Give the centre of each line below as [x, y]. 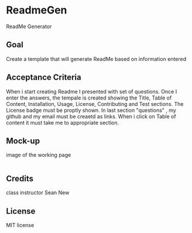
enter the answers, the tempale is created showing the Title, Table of [89, 98]
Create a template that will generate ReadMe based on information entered [96, 59]
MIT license [20, 225]
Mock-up [23, 141]
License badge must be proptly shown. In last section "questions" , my [91, 110]
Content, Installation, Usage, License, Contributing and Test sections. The [95, 104]
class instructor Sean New [38, 193]
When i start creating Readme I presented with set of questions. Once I [92, 91]
